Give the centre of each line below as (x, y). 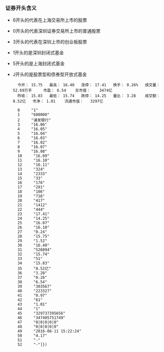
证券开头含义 (21, 8)
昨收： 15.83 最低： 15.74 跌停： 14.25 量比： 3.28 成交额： (89, 96)
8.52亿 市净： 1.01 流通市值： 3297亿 (58, 101)
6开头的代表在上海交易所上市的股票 (50, 20)
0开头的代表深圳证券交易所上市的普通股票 (57, 31)
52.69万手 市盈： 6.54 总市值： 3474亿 (62, 90)
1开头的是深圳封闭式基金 (38, 53)
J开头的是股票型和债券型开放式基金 (50, 75)
